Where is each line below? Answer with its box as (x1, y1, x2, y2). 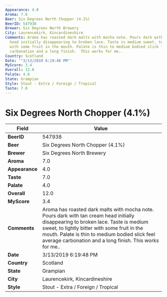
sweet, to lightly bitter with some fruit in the (42, 224, 143, 231)
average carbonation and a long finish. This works (42, 237, 159, 244)
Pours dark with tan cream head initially (42, 212, 135, 219)
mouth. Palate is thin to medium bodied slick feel (42, 231, 156, 238)
